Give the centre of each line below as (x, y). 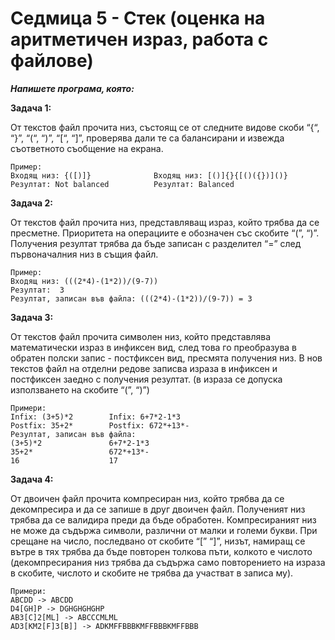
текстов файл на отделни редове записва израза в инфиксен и (144, 368)
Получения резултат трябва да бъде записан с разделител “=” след (156, 243)
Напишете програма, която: (72, 88)
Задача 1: (31, 108)
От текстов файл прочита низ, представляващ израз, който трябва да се (165, 222)
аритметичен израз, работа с (139, 39)
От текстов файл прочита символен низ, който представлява (140, 336)
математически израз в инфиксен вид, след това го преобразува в (154, 347)
